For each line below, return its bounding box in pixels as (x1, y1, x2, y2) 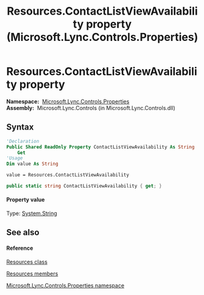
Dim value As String (6, 161, 59, 167)
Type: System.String (6, 209, 58, 217)
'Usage (6, 155, 23, 161)
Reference (6, 244, 33, 252)
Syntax (6, 122, 34, 133)
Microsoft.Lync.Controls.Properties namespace (6, 282, 125, 289)
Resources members (6, 270, 58, 277)
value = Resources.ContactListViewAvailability (6, 172, 130, 178)
